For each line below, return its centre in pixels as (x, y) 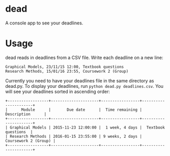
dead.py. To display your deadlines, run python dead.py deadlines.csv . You (84, 86)
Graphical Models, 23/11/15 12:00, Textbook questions (65, 67)
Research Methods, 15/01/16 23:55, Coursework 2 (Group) (67, 71)
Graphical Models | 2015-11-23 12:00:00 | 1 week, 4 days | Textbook (88, 128)
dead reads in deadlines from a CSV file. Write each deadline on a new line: (84, 57)
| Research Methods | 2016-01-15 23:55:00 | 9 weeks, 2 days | (74, 136)
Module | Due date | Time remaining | (82, 110)
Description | (26, 114)
